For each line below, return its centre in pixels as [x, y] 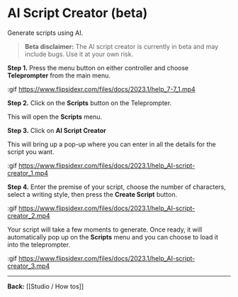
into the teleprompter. [39, 244]
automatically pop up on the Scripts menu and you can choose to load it [113, 237]
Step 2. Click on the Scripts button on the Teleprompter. [90, 103]
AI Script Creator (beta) [78, 13]
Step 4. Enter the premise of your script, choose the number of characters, [117, 187]
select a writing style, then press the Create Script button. [92, 194]
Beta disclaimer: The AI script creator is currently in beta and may [121, 46]
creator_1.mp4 [28, 173]
